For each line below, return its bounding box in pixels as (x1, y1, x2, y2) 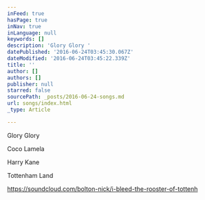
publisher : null (7, 81, 54, 88)
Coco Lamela (7, 144, 45, 152)
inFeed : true (7, 10, 45, 17)
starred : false (7, 87, 51, 94)
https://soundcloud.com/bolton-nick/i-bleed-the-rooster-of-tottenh (7, 184, 198, 193)
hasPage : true (7, 17, 48, 23)
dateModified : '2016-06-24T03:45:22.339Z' (7, 55, 131, 62)
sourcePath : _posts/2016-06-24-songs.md (7, 94, 125, 101)
